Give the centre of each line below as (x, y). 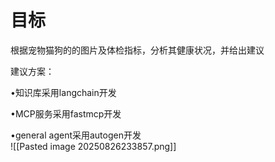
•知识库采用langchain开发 (63, 92)
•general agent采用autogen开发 (76, 135)
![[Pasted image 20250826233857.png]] (93, 146)
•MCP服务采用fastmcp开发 (66, 113)
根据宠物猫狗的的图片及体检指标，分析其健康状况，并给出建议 (137, 50)
